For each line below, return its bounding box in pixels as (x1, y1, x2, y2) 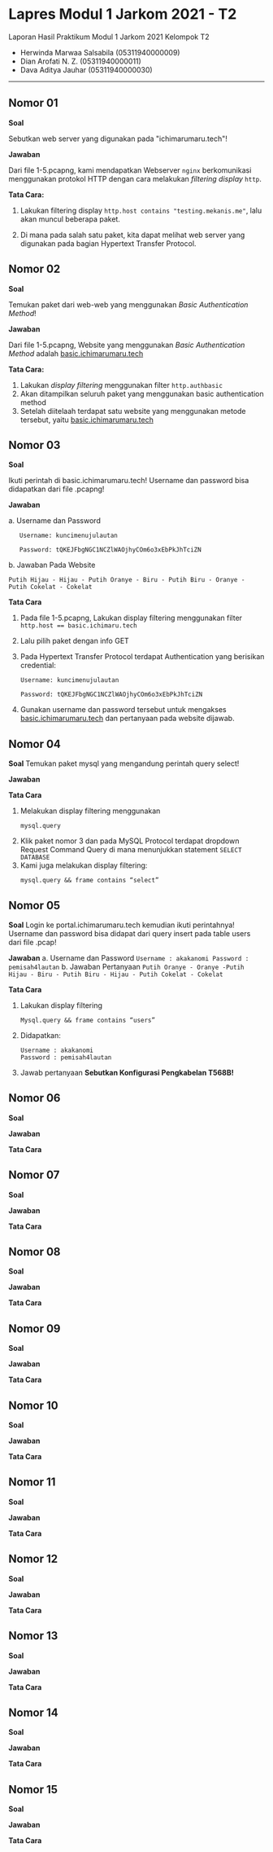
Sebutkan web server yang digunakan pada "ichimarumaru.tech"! (8, 134, 227, 143)
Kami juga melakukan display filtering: (19, 860, 148, 870)
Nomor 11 (8, 1476, 56, 1489)
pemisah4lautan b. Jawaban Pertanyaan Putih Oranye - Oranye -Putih (8, 962, 245, 971)
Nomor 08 (8, 1245, 61, 1259)
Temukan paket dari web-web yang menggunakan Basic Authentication (8, 299, 249, 310)
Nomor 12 (8, 1552, 58, 1566)
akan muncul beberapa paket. (19, 213, 120, 224)
